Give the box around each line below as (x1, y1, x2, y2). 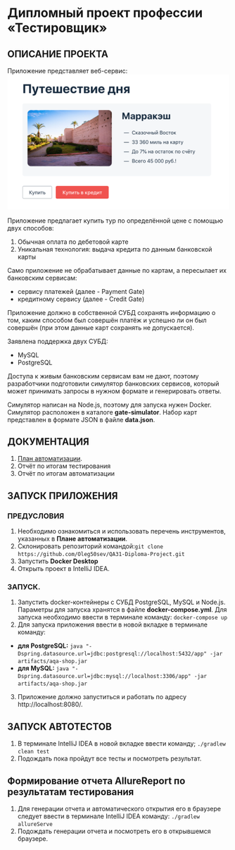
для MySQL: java (17, 664, 69, 672)
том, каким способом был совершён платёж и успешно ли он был (7, 316, 207, 324)
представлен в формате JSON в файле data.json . (7, 415, 155, 424)
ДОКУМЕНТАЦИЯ (7, 436, 89, 448)
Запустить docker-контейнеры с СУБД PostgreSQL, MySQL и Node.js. (17, 598, 226, 607)
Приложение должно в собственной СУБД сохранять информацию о (7, 308, 216, 316)
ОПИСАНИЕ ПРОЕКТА (7, 48, 109, 60)
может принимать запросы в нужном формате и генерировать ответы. (7, 386, 222, 395)
